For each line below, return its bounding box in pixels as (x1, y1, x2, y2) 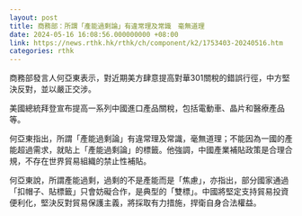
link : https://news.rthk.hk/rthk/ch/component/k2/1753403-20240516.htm (9, 38, 283, 48)
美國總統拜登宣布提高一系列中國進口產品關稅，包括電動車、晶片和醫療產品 (9, 103, 285, 113)
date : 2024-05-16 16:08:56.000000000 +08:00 (9, 30, 179, 39)
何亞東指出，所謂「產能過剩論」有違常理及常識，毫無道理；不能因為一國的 (9, 133, 285, 144)
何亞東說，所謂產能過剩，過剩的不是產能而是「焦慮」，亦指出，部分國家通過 (9, 175, 289, 185)
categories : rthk (9, 47, 75, 56)
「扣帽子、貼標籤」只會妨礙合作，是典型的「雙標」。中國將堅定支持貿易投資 (9, 186, 289, 197)
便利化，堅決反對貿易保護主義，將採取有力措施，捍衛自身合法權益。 (9, 197, 262, 208)
